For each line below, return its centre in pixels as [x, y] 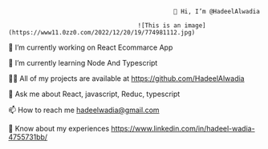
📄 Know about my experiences [59, 129]
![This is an [159, 26]
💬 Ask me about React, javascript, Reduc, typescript [94, 94]
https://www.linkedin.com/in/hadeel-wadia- [183, 129]
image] [195, 26]
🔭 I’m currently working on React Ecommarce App [91, 47]
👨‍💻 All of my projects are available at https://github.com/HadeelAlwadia [126, 79]
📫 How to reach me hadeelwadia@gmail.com [84, 110]
